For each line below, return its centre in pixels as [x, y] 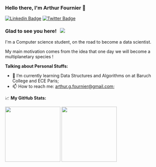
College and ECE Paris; [35, 81]
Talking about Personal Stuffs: [37, 66]
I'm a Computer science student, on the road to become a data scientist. [78, 42]
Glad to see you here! [31, 31]
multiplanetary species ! [29, 56]
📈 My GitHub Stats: [26, 98]
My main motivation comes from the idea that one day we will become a [78, 51]
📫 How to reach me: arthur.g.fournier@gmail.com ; [63, 86]
